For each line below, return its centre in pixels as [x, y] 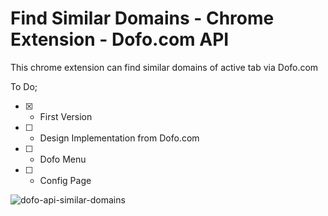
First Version [66, 116]
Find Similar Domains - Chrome [142, 18]
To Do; [24, 86]
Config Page [65, 180]
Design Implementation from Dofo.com [119, 138]
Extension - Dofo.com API [120, 39]
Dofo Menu [63, 159]
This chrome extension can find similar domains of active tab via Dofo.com [164, 67]
